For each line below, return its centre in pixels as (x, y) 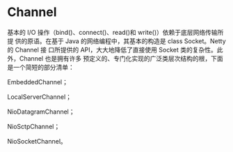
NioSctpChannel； (34, 126)
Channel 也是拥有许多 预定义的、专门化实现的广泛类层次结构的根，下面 (121, 58)
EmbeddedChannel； (38, 82)
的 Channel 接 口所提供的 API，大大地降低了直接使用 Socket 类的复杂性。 (112, 50)
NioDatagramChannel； (41, 112)
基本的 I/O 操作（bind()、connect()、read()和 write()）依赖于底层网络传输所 (115, 32)
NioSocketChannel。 (37, 141)
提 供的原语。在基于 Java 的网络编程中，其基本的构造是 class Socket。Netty (116, 41)
